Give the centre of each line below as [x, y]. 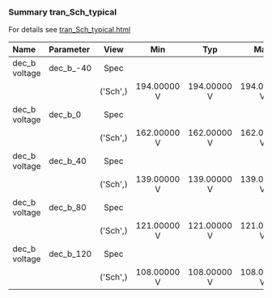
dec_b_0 [65, 115]
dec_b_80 [67, 208]
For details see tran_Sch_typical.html [70, 30]
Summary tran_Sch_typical [63, 12]
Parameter [69, 49]
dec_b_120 [70, 254]
